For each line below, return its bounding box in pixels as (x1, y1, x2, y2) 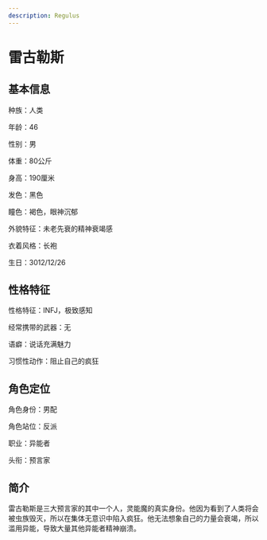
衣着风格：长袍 (8, 241, 57, 250)
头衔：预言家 (8, 456, 50, 465)
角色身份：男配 (8, 405, 57, 414)
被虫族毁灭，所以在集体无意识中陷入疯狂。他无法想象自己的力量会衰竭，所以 (8, 514, 259, 523)
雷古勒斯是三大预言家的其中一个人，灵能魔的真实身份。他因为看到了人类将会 (8, 503, 259, 514)
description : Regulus (8, 11, 80, 20)
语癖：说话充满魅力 (8, 339, 72, 349)
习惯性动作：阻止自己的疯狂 (8, 356, 99, 366)
